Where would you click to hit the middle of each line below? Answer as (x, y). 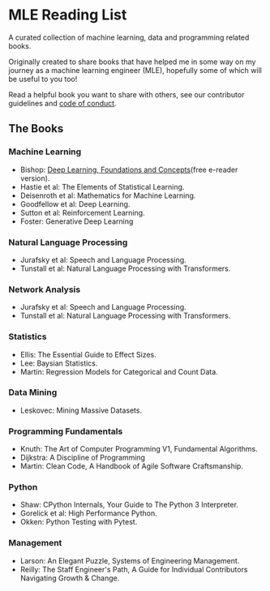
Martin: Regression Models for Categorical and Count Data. (119, 371)
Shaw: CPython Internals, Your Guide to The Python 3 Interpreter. (129, 505)
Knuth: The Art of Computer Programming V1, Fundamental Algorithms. (139, 449)
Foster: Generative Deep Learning (77, 221)
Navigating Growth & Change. (70, 578)
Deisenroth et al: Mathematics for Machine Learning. (108, 195)
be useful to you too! (43, 79)
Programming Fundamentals (66, 431)
